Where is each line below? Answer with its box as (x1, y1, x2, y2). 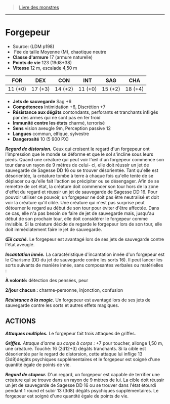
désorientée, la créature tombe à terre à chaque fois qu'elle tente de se (5, 172, 153, 178)
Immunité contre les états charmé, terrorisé (12, 120, 105, 126)
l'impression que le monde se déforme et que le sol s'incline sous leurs (5, 151, 153, 157)
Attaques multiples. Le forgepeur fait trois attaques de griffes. (5, 330, 136, 336)
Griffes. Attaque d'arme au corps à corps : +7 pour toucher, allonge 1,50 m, (5, 340, 163, 346)
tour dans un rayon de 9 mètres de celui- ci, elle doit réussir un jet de (5, 162, 149, 168)
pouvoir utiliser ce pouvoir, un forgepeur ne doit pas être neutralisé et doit (5, 194, 159, 200)
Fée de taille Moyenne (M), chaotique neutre (14, 49, 107, 55)
